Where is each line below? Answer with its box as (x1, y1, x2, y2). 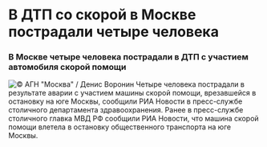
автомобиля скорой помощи (8, 62, 127, 73)
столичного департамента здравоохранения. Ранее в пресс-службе (8, 105, 244, 115)
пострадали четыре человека (8, 22, 219, 41)
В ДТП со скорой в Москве (8, 6, 196, 24)
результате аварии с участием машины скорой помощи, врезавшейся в (8, 88, 257, 98)
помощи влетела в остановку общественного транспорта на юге (8, 122, 231, 132)
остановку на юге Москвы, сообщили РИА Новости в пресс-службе (8, 96, 243, 106)
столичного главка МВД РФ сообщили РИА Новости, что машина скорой (8, 114, 259, 124)
